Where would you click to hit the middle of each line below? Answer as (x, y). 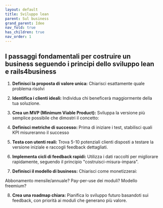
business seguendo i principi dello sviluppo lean (80, 64)
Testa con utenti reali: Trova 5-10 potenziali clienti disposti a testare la (83, 142)
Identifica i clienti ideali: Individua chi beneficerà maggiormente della (82, 98)
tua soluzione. (26, 103)
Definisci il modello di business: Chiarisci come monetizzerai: (74, 171)
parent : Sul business (27, 19)
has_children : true (25, 32)
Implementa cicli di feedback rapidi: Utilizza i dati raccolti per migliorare (85, 156)
